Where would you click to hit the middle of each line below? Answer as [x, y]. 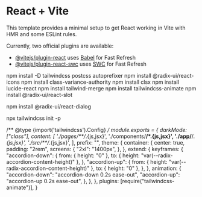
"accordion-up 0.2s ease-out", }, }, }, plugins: [63, 181]
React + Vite [38, 11]
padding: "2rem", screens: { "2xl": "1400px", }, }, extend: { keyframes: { [95, 149]
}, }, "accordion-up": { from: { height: [122, 161]
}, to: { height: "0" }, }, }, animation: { [136, 168]
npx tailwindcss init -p [34, 118]
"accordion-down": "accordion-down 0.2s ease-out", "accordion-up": [93, 174]
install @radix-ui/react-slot [39, 95]
